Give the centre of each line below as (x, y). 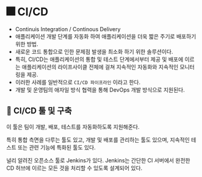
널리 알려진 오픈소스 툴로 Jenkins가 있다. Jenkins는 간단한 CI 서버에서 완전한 (98, 160)
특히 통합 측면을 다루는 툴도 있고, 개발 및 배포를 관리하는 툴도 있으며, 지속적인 (98, 140)
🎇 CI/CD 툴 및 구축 (39, 111)
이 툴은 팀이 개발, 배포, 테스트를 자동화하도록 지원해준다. (73, 126)
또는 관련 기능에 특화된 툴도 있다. (56, 147)
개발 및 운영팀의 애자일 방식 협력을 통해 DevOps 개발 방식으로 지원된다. (100, 90)
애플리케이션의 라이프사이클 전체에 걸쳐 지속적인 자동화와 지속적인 (100, 67)
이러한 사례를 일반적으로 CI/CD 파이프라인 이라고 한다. (78, 82)
